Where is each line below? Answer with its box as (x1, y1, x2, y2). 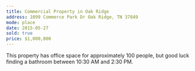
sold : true (6, 31, 33, 36)
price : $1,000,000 (6, 36, 51, 42)
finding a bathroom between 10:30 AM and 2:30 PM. (6, 58, 134, 65)
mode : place (6, 19, 35, 25)
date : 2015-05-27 (6, 25, 49, 31)
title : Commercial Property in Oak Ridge (6, 8, 110, 15)
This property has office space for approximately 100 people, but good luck (6, 52, 190, 59)
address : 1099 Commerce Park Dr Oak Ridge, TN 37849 (6, 14, 138, 20)
